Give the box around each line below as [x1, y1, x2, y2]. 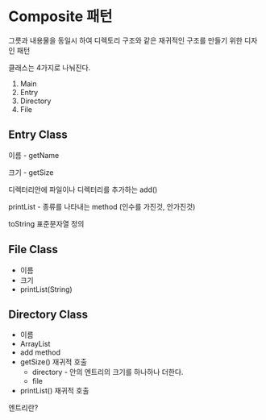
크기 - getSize [8, 167, 54, 177]
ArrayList [19, 339, 51, 349]
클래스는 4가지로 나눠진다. [8, 62, 91, 73]
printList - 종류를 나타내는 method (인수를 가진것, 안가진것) [8, 202, 196, 211]
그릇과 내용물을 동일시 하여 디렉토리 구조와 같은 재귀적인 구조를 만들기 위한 [8, 35, 243, 45]
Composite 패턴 [8, 7, 113, 26]
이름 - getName [8, 150, 60, 160]
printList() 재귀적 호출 [19, 386, 89, 396]
